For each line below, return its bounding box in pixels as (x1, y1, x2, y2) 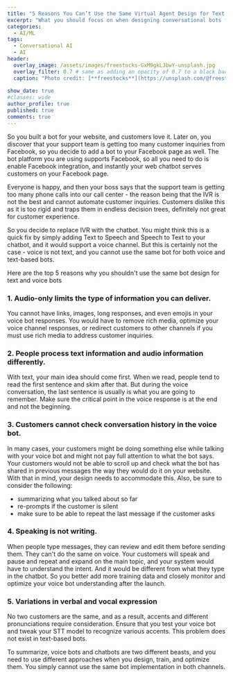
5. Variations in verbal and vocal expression (7, 596, 157, 606)
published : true (7, 107, 54, 114)
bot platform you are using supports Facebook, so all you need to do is (7, 154, 209, 163)
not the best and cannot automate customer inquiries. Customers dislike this (7, 197, 225, 205)
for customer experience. (7, 212, 80, 221)
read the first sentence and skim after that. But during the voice (7, 380, 189, 389)
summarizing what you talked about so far (17, 494, 138, 503)
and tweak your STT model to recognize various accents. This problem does (7, 627, 226, 636)
